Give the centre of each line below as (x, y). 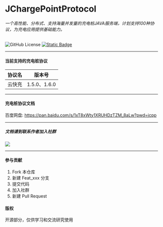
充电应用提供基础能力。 (41, 29)
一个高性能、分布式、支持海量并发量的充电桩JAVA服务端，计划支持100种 (78, 23)
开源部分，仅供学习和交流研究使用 (39, 220)
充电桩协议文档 (20, 103)
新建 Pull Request (29, 196)
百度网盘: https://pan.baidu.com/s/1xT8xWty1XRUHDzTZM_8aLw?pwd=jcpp (81, 115)
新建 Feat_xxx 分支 (31, 178)
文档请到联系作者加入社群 (31, 131)
